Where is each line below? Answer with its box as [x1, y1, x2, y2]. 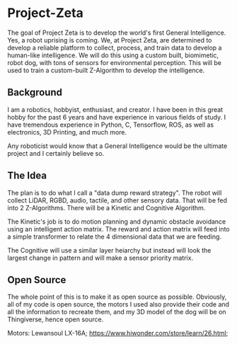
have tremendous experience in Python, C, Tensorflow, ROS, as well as [7, 120, 214, 129]
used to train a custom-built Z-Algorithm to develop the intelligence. [7, 66, 205, 74]
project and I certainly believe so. [7, 149, 105, 157]
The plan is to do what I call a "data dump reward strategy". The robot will [7, 188, 222, 197]
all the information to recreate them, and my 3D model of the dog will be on [7, 308, 226, 316]
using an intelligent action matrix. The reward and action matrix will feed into [7, 224, 230, 233]
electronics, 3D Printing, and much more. [7, 127, 127, 136]
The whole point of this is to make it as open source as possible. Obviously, [7, 292, 227, 302]
